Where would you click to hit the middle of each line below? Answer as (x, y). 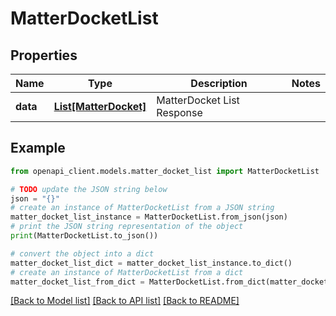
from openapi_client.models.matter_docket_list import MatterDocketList (165, 171)
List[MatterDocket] (100, 106)
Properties (44, 55)
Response (179, 112)
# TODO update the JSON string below (89, 189)
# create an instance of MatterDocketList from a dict (127, 272)
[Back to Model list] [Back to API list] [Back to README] (125, 301)
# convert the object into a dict (82, 253)
